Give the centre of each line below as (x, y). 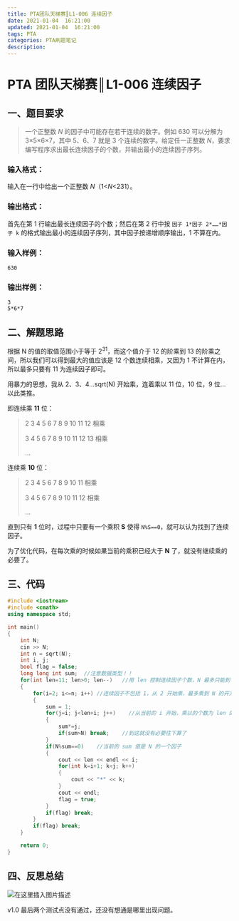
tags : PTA (22, 34)
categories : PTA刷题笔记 (42, 41)
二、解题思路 (36, 332)
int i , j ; (35, 660)
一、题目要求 (36, 113)
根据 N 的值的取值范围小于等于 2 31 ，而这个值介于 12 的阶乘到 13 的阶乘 (111, 350)
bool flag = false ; (49, 667)
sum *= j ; (69, 727)
